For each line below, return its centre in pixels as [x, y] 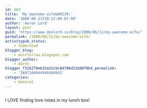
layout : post [18, 28]
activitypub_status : [26, 41]
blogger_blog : [20, 50]
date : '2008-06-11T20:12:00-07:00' [41, 18]
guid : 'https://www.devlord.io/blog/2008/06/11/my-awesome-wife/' [74, 32]
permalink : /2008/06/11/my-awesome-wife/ [48, 37]
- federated [26, 46]
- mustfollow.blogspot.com [41, 55]
